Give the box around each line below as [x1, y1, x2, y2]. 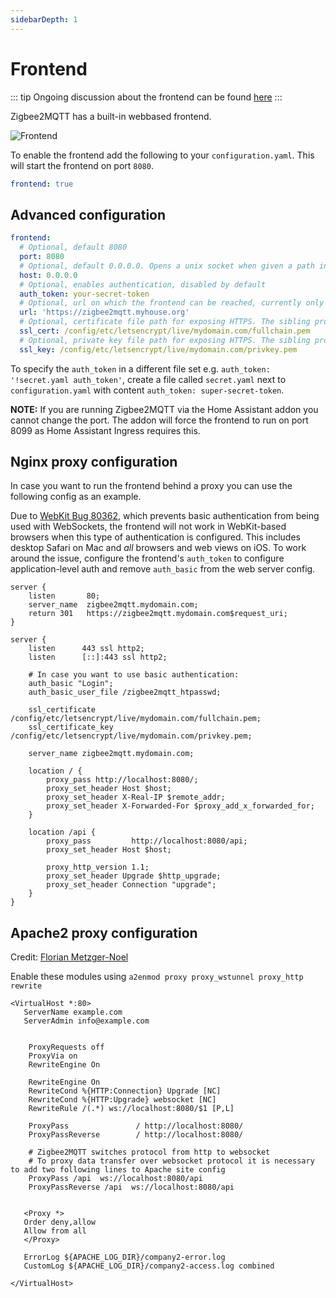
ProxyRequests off [28, 1042, 105, 1053]
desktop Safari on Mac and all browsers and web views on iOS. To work [10, 542, 307, 554]
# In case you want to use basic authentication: [28, 670, 240, 680]
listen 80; [28, 591, 101, 601]
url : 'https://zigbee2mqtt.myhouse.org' [19, 307, 190, 318]
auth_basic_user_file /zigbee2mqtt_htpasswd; [28, 687, 222, 698]
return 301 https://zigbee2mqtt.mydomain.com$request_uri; [28, 609, 288, 619]
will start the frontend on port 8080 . [10, 159, 154, 171]
